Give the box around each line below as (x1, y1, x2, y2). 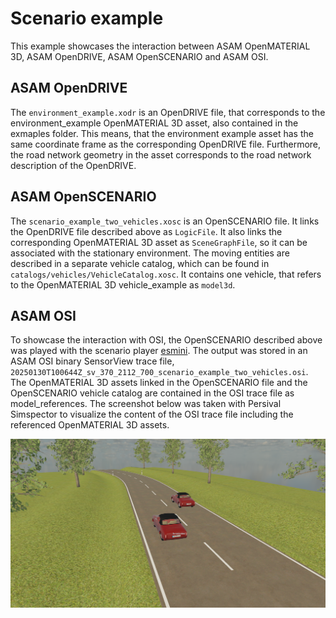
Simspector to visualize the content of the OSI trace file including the (10, 408, 294, 421)
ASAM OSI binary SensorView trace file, (10, 355, 175, 367)
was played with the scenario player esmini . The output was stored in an (10, 345, 308, 357)
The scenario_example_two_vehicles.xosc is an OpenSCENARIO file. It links (10, 215, 320, 227)
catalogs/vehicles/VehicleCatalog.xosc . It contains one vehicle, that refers (10, 268, 322, 280)
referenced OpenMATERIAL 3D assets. (10, 419, 170, 431)
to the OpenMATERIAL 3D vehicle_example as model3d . (10, 278, 236, 291)
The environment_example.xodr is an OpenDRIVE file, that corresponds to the (10, 106, 326, 118)
